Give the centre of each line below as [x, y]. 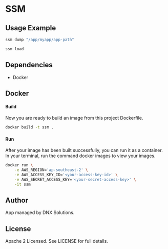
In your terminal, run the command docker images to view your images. [80, 156]
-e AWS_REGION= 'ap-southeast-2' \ [51, 170]
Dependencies [29, 65]
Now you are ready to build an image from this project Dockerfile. [74, 118]
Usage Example [31, 28]
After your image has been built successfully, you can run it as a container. [84, 150]
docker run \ [19, 165]
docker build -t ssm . [29, 127]
